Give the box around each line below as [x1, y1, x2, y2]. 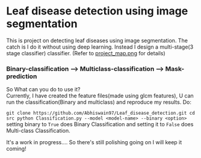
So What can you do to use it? [6, 86, 81, 93]
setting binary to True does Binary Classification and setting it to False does [6, 121, 194, 128]
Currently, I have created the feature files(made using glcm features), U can [6, 92, 194, 100]
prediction [6, 72, 37, 81]
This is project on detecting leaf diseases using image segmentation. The [6, 37, 188, 44]
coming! [6, 145, 26, 153]
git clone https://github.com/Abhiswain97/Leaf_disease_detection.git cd [6, 110, 196, 117]
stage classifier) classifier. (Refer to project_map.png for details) [6, 49, 165, 56]
